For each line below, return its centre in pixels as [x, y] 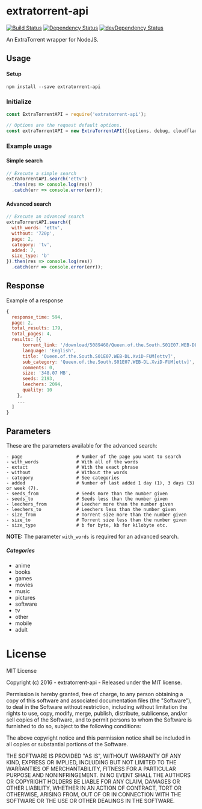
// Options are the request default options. [64, 125]
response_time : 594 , [37, 317]
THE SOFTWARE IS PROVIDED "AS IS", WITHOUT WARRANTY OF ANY [94, 756]
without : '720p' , [33, 233]
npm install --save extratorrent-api [54, 87]
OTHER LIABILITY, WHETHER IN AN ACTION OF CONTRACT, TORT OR [94, 788]
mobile [23, 623]
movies [24, 585]
